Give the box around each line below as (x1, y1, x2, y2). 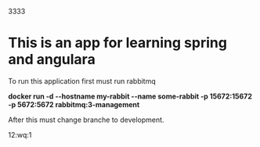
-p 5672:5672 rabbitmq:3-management (8, 99, 140, 109)
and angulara (8, 51, 96, 69)
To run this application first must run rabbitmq (8, 76, 157, 85)
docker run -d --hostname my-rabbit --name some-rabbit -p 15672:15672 (8, 91, 253, 101)
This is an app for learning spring (8, 34, 227, 52)
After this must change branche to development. (8, 115, 164, 124)
